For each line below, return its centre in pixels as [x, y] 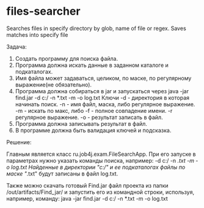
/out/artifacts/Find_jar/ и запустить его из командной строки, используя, [100, 192]
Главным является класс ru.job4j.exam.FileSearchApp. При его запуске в [101, 154]
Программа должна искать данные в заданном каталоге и [92, 65]
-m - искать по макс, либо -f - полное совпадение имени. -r [94, 110]
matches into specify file [37, 34]
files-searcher [43, 11]
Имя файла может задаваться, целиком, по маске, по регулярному [103, 78]
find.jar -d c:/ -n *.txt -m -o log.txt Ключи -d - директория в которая [102, 98]
